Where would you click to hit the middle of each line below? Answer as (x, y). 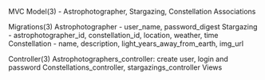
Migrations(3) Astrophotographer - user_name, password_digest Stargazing (133, 27)
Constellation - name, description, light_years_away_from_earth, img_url (126, 44)
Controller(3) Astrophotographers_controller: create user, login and (119, 59)
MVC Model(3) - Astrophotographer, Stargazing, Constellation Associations (132, 11)
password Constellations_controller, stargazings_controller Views (115, 67)
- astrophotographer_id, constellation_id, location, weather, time (113, 35)
